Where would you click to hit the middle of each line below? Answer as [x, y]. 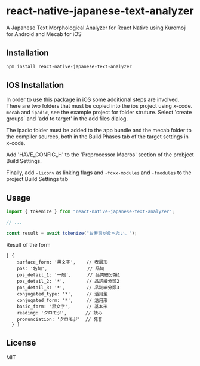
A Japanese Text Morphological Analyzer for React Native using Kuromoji [96, 28]
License [21, 343]
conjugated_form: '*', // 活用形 [62, 300]
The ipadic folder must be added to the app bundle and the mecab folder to [99, 131]
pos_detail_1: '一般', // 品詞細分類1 [69, 275]
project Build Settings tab [37, 179]
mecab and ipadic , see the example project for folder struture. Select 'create [99, 113]
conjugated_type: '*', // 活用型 [62, 294]
